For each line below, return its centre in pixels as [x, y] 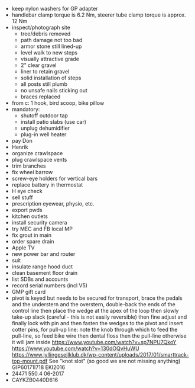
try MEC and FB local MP [42, 229]
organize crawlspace [37, 153]
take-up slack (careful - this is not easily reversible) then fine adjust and [99, 317]
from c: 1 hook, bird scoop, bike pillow [58, 103]
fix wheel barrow [32, 172]
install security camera [39, 222]
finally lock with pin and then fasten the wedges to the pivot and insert [97, 323]
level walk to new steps [49, 52]
